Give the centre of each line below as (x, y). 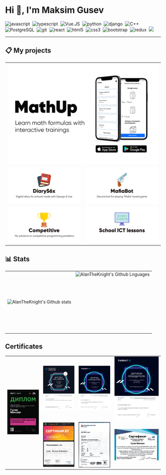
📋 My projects (28, 51)
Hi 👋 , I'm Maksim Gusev (55, 10)
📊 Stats (18, 259)
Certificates (24, 347)
